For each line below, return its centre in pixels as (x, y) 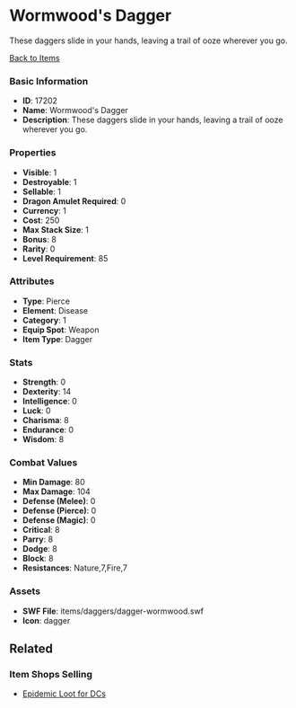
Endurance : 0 (48, 430)
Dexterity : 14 (47, 392)
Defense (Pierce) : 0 (59, 511)
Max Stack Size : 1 (56, 229)
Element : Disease (55, 310)
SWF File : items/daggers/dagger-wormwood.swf (113, 611)
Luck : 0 (36, 411)
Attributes (32, 281)
